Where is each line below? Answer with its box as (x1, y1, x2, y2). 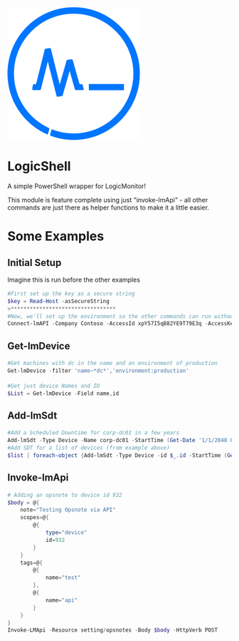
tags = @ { (20, 559, 43, 566)
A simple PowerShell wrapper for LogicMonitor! (7, 182, 147, 190)
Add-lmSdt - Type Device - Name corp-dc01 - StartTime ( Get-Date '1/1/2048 (7, 437, 228, 444)
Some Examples (7, 228, 105, 245)
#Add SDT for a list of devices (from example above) (7, 444, 171, 452)
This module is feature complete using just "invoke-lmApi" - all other (7, 195, 208, 204)
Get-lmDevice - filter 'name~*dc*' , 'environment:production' (7, 367, 190, 374)
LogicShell (7, 158, 71, 175)
